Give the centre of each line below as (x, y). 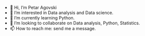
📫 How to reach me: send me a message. (53, 28)
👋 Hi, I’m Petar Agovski (33, 8)
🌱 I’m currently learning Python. (42, 18)
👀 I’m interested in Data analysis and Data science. (62, 13)
